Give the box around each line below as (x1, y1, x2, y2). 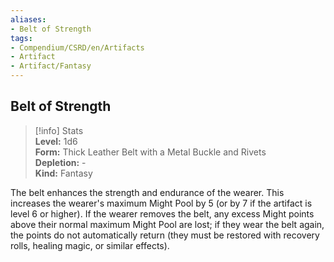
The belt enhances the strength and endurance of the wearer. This (10, 186, 285, 198)
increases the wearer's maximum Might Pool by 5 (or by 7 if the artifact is (10, 197, 313, 209)
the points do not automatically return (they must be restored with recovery (10, 229, 320, 241)
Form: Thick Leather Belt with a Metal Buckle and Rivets (34, 146, 267, 158)
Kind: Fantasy (34, 167, 93, 179)
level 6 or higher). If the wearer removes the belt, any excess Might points (10, 207, 315, 220)
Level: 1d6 (34, 135, 78, 147)
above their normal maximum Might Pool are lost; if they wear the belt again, (10, 218, 325, 230)
